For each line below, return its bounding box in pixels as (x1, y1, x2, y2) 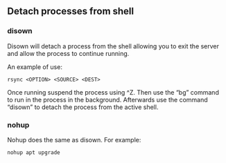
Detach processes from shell (7, 6, 134, 17)
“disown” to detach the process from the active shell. (7, 103, 159, 111)
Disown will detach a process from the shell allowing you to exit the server (7, 41, 220, 50)
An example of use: (7, 62, 62, 71)
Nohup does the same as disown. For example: (7, 135, 141, 144)
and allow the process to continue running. (7, 49, 130, 57)
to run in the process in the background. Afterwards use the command (7, 95, 208, 104)
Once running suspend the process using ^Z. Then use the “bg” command (7, 88, 220, 96)
